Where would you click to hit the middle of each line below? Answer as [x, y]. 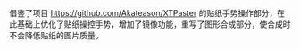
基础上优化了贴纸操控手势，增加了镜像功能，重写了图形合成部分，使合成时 [154, 24]
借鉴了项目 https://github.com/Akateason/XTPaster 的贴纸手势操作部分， [143, 13]
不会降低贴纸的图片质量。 [56, 35]
